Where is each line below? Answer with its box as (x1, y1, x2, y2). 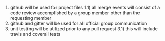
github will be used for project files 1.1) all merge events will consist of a (10, 5, 160, 10)
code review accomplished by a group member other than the (10, 10, 140, 16)
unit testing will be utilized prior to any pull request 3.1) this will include (10, 26, 158, 32)
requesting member (10, 15, 52, 21)
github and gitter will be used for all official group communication (10, 20, 147, 26)
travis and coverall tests (10, 31, 61, 37)
